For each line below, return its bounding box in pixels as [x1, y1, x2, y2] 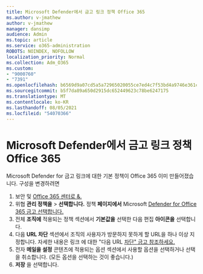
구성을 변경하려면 [19, 180, 60, 187]
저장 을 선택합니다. [14, 261, 59, 269]
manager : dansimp [6, 25, 50, 32]
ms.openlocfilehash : [6, 82, 59, 89]
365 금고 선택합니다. [14, 208, 64, 215]
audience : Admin [6, 32, 47, 38]
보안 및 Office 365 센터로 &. [14, 193, 82, 200]
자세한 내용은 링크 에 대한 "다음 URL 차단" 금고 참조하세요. [37, 238, 175, 246]
